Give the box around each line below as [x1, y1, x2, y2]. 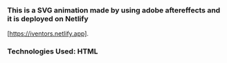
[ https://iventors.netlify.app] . [7, 29, 89, 38]
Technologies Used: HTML [7, 47, 98, 56]
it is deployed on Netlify [7, 14, 89, 23]
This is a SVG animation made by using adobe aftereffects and [7, 5, 221, 15]
